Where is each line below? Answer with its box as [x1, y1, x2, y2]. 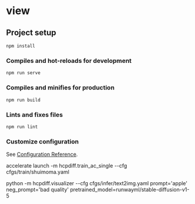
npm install [6, 43, 35, 49]
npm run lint [6, 123, 38, 130]
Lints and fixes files [6, 111, 63, 119]
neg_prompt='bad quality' [6, 186, 69, 193]
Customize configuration [6, 137, 79, 145]
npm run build [6, 97, 41, 103]
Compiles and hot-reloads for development [6, 56, 132, 65]
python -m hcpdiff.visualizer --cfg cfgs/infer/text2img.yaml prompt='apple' [6, 180, 188, 187]
